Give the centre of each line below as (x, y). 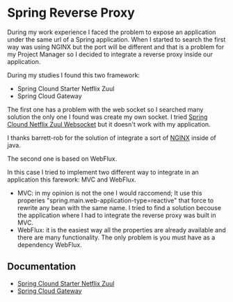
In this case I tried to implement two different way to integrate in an (103, 172)
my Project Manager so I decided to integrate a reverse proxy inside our (110, 54)
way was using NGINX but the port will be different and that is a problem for (116, 47)
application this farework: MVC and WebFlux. (72, 180)
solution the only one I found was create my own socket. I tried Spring (107, 117)
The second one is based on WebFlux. (62, 159)
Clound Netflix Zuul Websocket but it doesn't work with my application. (109, 124)
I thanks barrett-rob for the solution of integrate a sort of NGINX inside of (112, 138)
